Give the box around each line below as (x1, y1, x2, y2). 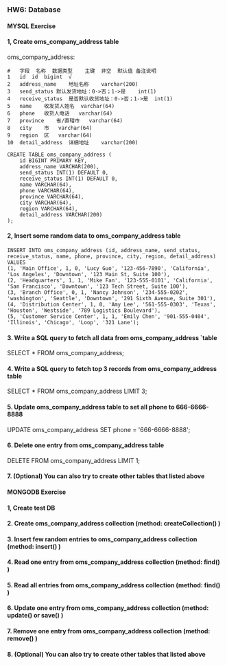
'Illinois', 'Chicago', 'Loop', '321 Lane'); (7, 319, 139, 326)
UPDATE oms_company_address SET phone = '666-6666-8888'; (7, 425, 191, 433)
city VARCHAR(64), (19, 199, 72, 206)
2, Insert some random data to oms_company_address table (7, 232, 181, 240)
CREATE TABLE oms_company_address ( (7, 151, 112, 158)
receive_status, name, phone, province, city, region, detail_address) (7, 253, 216, 260)
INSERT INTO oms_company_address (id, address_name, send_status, (7, 247, 201, 253)
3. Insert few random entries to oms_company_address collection (7, 534, 198, 543)
